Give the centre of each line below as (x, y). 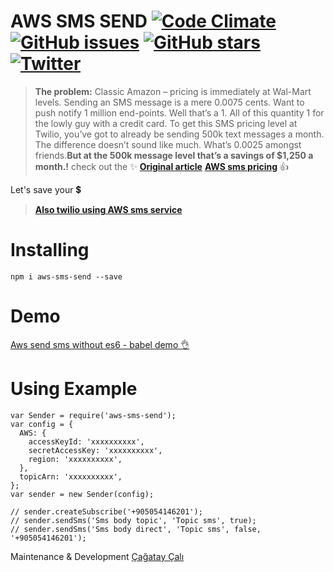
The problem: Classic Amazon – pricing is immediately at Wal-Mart (173, 91)
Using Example (74, 389)
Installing (50, 250)
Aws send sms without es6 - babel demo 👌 (100, 344)
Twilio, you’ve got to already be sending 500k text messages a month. (179, 134)
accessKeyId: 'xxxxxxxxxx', (86, 441)
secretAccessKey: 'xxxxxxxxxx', (95, 450)
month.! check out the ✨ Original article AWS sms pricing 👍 (161, 166)
